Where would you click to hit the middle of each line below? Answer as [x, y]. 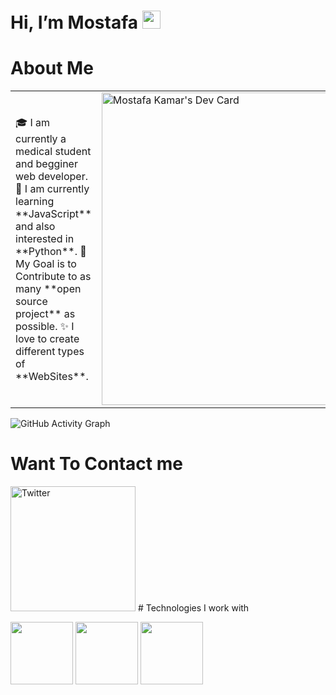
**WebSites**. [52, 376]
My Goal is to [46, 263]
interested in [45, 238]
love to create [47, 338]
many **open [48, 288]
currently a [41, 138]
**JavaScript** [53, 213]
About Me [52, 68]
